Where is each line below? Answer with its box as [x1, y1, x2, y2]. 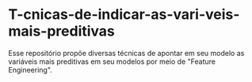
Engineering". [8, 65, 53, 74]
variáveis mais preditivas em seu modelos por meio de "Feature [8, 57, 216, 66]
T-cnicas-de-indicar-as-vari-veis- [8, 6, 240, 24]
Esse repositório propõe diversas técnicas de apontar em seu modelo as [8, 48, 245, 58]
